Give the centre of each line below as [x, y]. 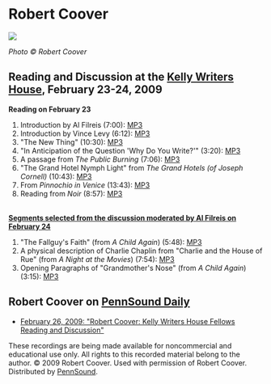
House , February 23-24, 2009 [86, 90]
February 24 [30, 226]
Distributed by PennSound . [53, 371]
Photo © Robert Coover [48, 51]
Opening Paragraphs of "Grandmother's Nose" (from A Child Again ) [133, 268]
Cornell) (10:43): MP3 [56, 176]
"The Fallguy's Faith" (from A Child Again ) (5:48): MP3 [111, 242]
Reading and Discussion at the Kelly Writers [121, 77]
